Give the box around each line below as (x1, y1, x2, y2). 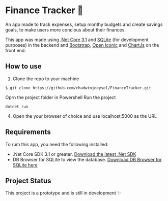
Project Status (5, 176, 52, 185)
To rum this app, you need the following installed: (5, 141, 108, 147)
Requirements (5, 128, 51, 137)
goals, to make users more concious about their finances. (5, 26, 126, 32)
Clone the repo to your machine (12, 76, 79, 82)
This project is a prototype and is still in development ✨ (5, 190, 121, 196)
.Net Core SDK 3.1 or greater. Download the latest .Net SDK (12, 151, 136, 157)
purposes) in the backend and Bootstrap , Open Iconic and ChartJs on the (5, 42, 159, 48)
